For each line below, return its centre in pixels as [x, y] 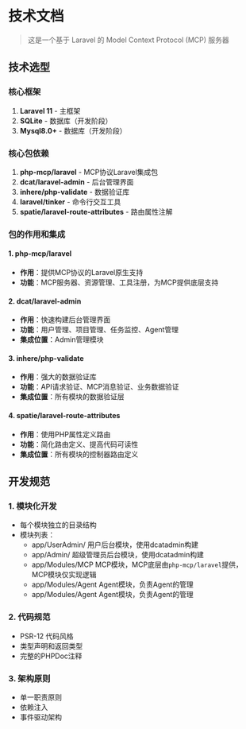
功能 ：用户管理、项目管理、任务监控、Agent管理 [99, 330]
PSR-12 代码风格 [46, 636]
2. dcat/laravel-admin [45, 301]
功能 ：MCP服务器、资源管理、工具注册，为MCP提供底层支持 [119, 282]
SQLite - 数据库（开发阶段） [66, 121]
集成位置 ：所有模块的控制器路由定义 [79, 454]
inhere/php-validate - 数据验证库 [74, 192]
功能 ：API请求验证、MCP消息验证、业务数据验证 [99, 387]
